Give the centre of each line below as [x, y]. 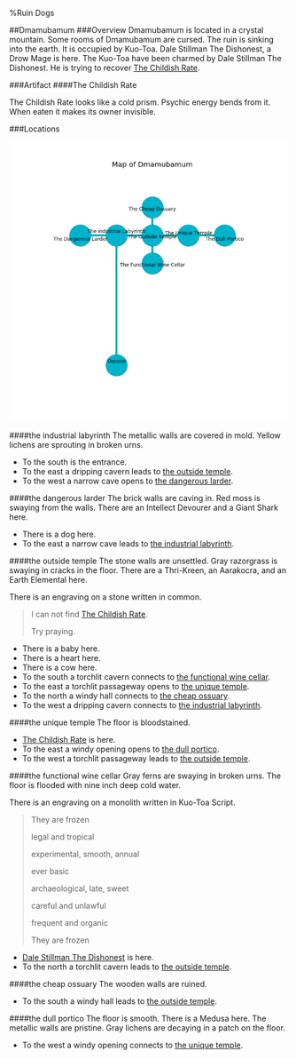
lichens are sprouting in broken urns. [76, 445]
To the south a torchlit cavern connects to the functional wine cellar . [146, 677]
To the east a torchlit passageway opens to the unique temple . [136, 686]
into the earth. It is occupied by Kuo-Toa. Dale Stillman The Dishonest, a [140, 49]
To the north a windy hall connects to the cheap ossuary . [126, 696]
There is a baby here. [61, 649]
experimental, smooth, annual [85, 854]
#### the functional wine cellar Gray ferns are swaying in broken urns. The [145, 776]
